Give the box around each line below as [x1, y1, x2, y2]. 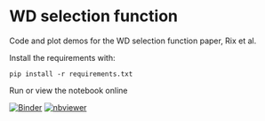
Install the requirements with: [9, 52, 116, 63]
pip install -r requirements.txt [9, 69, 133, 79]
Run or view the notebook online [9, 85, 128, 95]
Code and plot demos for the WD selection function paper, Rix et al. [9, 35, 257, 46]
